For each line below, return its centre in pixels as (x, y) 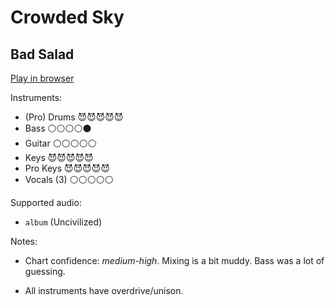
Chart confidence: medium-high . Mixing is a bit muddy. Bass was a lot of (174, 260)
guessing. (45, 271)
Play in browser (42, 78)
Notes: (24, 241)
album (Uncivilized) (63, 222)
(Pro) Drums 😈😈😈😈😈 (74, 117)
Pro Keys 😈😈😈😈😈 (67, 168)
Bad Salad (42, 54)
